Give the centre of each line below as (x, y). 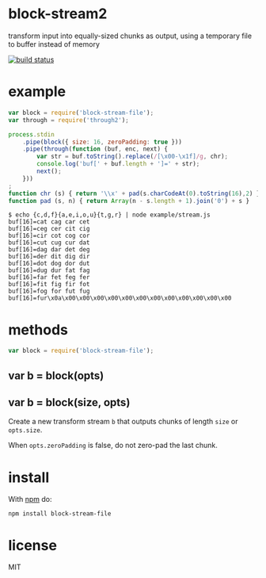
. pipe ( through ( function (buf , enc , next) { (95, 149)
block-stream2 (58, 14)
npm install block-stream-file (60, 514)
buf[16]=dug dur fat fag (49, 270)
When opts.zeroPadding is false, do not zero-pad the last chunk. (113, 446)
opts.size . (25, 430)
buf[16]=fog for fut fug (49, 291)
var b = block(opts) (56, 375)
